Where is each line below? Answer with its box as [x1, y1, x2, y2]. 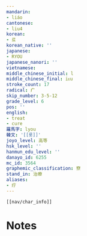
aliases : [6, 177, 28, 183]
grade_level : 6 [6, 98, 44, 104]
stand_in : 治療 [6, 171, 43, 178]
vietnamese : [6, 64, 36, 71]
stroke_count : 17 [6, 82, 50, 88]
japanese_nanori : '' [6, 59, 58, 65]
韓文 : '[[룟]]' [6, 132, 41, 138]
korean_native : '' [6, 43, 52, 49]
